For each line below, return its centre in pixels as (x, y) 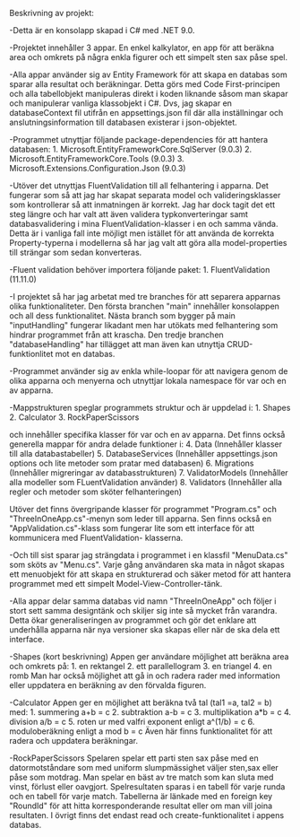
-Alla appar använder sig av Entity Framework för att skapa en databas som (149, 74)
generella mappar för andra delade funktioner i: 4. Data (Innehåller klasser (146, 444)
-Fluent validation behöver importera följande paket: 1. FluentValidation (140, 270)
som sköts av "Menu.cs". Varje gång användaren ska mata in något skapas (147, 565)
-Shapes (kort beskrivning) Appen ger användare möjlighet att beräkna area (149, 657)
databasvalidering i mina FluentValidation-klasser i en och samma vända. (144, 224)
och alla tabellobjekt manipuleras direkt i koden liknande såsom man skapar (149, 94)
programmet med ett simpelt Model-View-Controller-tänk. (116, 584)
